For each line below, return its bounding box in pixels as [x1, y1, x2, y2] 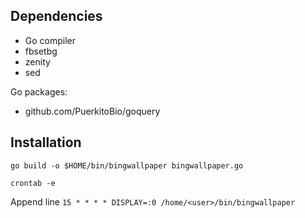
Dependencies [10, 8, 103, 25]
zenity [24, 55, 51, 68]
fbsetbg [24, 45, 58, 57]
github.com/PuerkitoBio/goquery [24, 105, 161, 117]
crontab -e [10, 178, 56, 188]
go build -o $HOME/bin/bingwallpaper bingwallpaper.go [10, 160, 244, 171]
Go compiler [24, 34, 77, 46]
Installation [10, 134, 82, 151]
